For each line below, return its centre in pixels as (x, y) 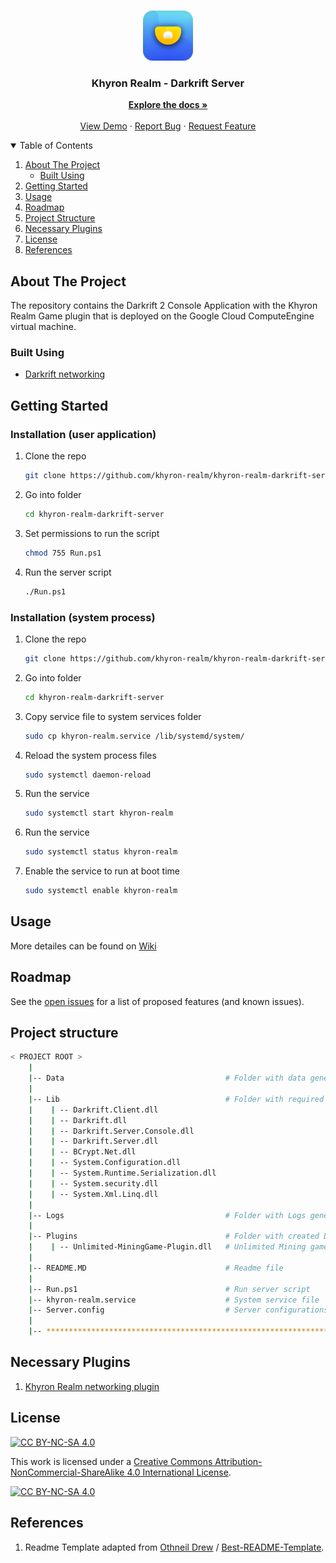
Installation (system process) (83, 617)
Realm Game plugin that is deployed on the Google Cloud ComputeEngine (162, 316)
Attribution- (238, 1461)
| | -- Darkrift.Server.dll (93, 1141)
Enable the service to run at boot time (102, 871)
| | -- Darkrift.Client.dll (93, 1110)
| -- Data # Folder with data (167, 1078)
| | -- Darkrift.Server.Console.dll (111, 1131)
